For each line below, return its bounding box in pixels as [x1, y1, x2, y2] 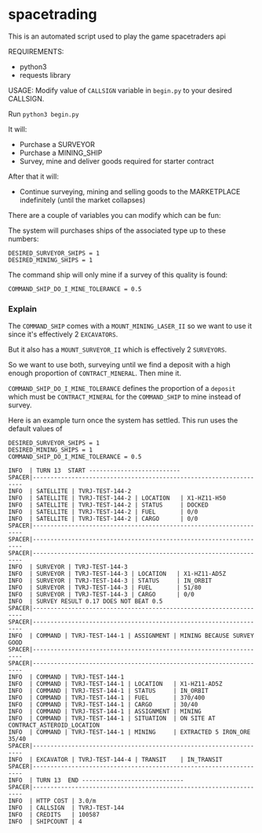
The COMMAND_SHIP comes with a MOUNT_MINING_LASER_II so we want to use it [8, 321, 253, 331]
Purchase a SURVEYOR [19, 139, 96, 149]
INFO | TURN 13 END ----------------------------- [8, 776, 184, 784]
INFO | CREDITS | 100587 [8, 811, 100, 819]
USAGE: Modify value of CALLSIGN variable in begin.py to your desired [8, 85, 233, 95]
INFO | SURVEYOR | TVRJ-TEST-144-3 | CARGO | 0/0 [8, 591, 195, 599]
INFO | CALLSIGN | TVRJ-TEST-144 [8, 804, 125, 812]
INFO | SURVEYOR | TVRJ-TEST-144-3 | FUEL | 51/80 [8, 584, 202, 592]
